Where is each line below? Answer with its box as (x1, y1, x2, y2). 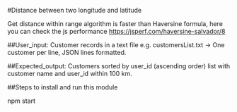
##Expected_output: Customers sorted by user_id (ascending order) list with (7, 62, 231, 70)
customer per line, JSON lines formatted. (7, 49, 127, 56)
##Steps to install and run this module (7, 83, 118, 91)
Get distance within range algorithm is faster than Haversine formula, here (7, 20, 223, 27)
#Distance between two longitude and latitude (7, 6, 142, 14)
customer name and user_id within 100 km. (7, 70, 132, 77)
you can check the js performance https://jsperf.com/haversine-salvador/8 (7, 27, 226, 35)
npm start (7, 97, 36, 105)
